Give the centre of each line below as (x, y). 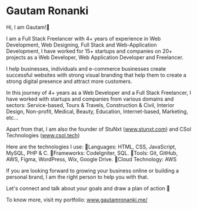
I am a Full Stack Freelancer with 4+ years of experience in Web (84, 38)
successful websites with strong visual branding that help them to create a (96, 75)
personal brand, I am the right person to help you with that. (77, 177)
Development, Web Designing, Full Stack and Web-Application (81, 45)
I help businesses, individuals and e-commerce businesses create (86, 68)
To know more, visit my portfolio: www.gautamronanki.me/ (77, 200)
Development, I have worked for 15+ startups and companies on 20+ (89, 51)
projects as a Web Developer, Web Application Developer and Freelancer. (95, 57)
